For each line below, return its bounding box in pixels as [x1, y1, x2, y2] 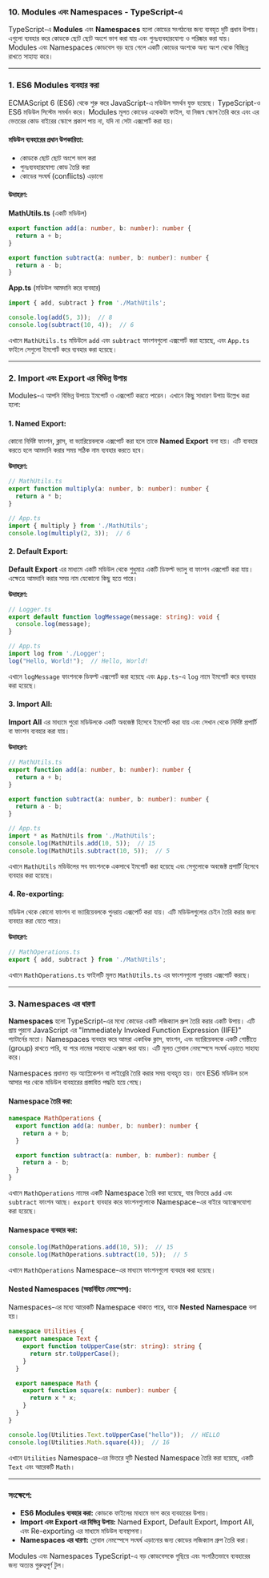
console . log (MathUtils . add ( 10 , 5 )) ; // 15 [8, 839, 156, 847]
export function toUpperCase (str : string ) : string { [22, 1342, 203, 1350]
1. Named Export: [8, 418, 66, 428]
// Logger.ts [8, 605, 52, 613]
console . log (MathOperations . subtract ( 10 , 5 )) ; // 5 [8, 1251, 188, 1259]
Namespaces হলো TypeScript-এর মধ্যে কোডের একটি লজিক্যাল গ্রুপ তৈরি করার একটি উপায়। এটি [8, 1016, 255, 1026]
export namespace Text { [15, 1335, 98, 1343]
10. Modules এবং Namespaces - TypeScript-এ [8, 6, 183, 18]
